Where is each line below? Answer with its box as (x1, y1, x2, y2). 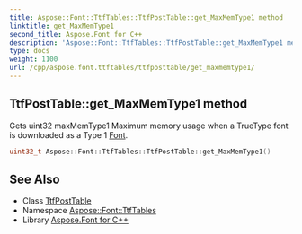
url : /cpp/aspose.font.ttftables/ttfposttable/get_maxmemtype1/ (9, 64, 255, 73)
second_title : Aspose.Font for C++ (9, 30, 143, 39)
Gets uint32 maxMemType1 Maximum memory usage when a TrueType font (9, 120, 289, 131)
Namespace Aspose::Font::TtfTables (22, 205, 157, 216)
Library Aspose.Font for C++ (22, 214, 129, 225)
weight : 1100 (9, 55, 58, 64)
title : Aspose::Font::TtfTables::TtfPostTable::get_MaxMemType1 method (9, 13, 283, 22)
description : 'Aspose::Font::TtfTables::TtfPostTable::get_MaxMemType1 (9, 38, 283, 48)
